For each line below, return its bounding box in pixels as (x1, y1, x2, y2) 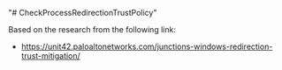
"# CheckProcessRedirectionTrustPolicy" (8, 8, 157, 17)
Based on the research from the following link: (8, 24, 176, 34)
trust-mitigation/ (20, 51, 80, 60)
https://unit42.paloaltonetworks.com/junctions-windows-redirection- (20, 41, 273, 52)
